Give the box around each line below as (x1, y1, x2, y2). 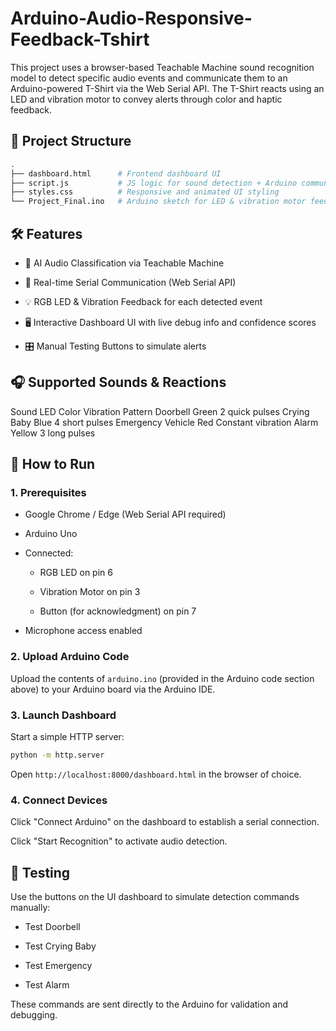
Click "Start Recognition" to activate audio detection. (10, 835, 228, 847)
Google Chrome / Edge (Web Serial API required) (24, 508, 227, 521)
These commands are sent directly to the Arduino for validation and (10, 998, 289, 1011)
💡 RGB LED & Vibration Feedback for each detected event (24, 295, 263, 307)
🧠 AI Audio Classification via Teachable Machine (24, 257, 225, 269)
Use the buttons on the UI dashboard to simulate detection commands (10, 891, 300, 903)
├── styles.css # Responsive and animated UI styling (10, 187, 280, 197)
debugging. (10, 1009, 58, 1021)
